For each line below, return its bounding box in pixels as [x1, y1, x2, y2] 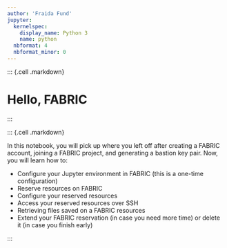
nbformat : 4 [13, 42, 48, 49]
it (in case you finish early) [17, 220, 93, 229]
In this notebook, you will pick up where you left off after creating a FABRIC [7, 141, 221, 149]
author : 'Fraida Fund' [7, 10, 72, 17]
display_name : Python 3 [19, 29, 88, 37]
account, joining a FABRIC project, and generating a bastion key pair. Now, [7, 149, 219, 157]
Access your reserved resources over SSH [17, 198, 139, 207]
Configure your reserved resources [17, 191, 118, 200]
